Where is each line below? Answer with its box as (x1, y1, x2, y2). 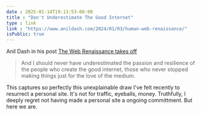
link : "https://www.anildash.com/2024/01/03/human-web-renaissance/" (6, 25, 188, 32)
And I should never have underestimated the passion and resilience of (21, 60, 195, 67)
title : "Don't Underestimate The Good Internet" (6, 14, 134, 20)
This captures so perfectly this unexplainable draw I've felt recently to (6, 84, 180, 91)
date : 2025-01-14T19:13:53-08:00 (6, 8, 94, 15)
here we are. (6, 103, 37, 110)
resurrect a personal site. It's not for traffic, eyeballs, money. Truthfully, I (6, 90, 186, 98)
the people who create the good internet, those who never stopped (21, 66, 188, 73)
